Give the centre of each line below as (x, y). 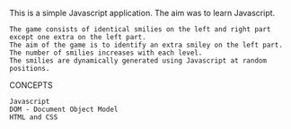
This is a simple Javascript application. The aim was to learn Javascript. (142, 13)
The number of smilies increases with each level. (106, 53)
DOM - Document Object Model (64, 109)
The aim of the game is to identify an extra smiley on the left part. (146, 45)
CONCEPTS (31, 85)
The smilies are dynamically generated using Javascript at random (138, 61)
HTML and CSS (34, 117)
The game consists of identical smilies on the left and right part (140, 30)
